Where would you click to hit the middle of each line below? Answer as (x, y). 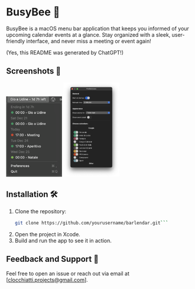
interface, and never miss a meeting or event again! (89, 41)
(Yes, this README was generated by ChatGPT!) (65, 52)
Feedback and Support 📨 (53, 259)
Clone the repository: (40, 211)
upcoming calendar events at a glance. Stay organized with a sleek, (88, 34)
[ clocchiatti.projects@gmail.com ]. (47, 280)
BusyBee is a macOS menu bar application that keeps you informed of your (97, 28)
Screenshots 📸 (34, 71)
